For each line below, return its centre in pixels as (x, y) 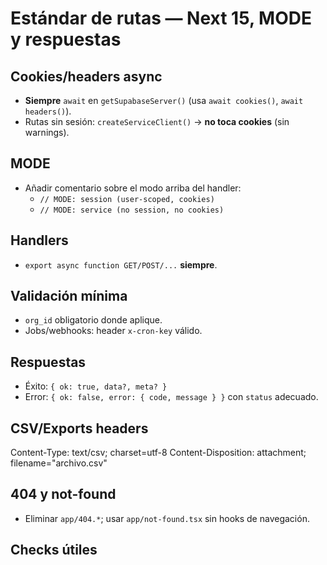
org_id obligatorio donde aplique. (93, 320)
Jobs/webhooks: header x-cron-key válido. (113, 331)
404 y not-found (63, 494)
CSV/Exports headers (79, 428)
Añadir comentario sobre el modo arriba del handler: (133, 188)
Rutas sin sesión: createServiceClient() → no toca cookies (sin (157, 121)
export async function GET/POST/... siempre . (121, 264)
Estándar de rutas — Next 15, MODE (161, 18)
